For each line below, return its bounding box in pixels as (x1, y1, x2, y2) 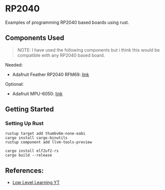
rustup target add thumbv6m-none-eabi (5, 131, 85, 136)
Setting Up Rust (5, 120, 44, 127)
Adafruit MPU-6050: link (12, 90, 63, 97)
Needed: (5, 62, 23, 67)
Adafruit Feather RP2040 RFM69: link (12, 71, 89, 77)
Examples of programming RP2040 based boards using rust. (5, 19, 129, 25)
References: (5, 166, 44, 175)
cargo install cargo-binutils (5, 135, 68, 140)
